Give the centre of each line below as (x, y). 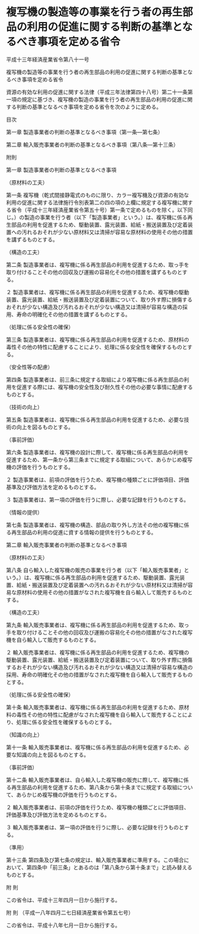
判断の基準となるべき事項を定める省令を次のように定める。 (89, 107)
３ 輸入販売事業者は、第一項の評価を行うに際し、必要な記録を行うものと (95, 827)
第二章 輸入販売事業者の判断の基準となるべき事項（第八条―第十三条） (92, 144)
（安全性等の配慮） (30, 367)
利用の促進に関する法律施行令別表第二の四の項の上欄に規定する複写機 (92, 202)
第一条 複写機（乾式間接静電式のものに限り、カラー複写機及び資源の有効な (98, 195)
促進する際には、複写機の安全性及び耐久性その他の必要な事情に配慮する (105, 387)
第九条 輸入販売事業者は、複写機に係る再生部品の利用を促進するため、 (92, 625)
